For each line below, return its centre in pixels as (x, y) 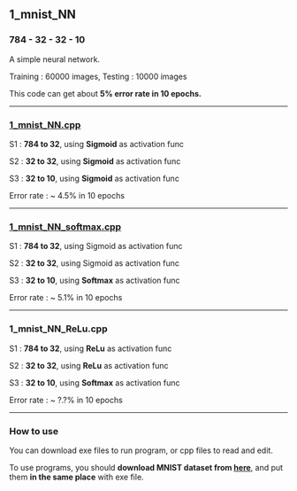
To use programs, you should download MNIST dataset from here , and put (146, 467)
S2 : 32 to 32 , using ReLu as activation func (89, 365)
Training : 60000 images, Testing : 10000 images (98, 76)
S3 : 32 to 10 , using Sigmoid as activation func (94, 178)
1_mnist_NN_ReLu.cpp (58, 329)
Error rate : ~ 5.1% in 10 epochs (66, 298)
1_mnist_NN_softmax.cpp (65, 227)
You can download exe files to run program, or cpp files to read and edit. (141, 450)
